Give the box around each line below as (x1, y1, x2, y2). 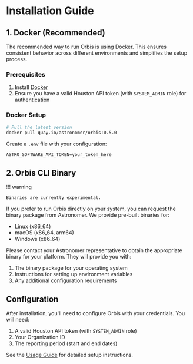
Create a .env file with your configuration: (6, 140, 107, 148)
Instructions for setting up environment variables (14, 271, 133, 278)
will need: (6, 316, 29, 323)
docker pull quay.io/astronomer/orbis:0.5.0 (6, 130, 117, 136)
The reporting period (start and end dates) (14, 340, 118, 347)
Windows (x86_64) (14, 236, 61, 243)
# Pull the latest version (6, 124, 72, 130)
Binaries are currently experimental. (6, 195, 101, 201)
